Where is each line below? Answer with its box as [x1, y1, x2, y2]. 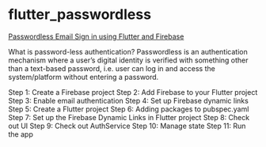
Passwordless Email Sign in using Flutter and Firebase [8, 32, 184, 41]
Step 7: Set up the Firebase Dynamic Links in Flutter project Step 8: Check [8, 112, 250, 122]
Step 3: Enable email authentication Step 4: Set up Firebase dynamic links [8, 96, 249, 105]
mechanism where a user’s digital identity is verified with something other [8, 55, 249, 65]
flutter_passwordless [8, 6, 152, 24]
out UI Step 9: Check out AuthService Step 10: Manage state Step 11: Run [8, 121, 246, 130]
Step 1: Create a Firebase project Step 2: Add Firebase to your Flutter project [8, 87, 258, 96]
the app [8, 129, 33, 139]
